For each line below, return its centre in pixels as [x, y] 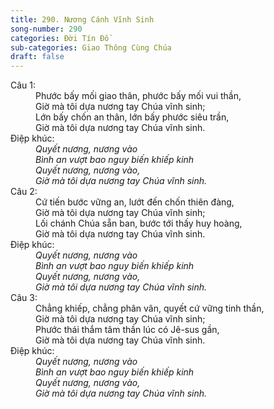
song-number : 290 [46, 29]
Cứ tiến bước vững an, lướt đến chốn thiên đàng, [135, 202]
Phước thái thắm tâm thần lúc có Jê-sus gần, [127, 330]
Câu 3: [24, 298]
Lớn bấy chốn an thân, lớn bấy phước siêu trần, [132, 117]
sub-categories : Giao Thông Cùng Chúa [91, 47]
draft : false [37, 57]
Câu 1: [23, 85]
